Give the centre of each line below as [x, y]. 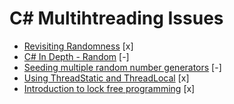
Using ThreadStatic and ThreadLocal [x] [106, 78]
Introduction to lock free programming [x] [109, 88]
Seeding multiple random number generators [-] [122, 67]
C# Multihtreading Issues [116, 18]
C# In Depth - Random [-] [76, 56]
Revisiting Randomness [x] [78, 46]
